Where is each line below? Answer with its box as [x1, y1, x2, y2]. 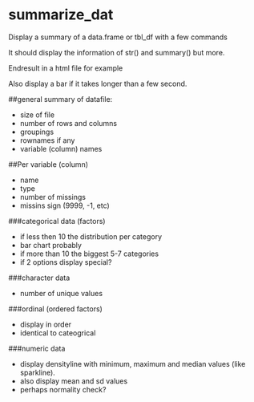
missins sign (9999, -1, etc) [19, 201, 110, 210]
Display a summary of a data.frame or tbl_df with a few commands [8, 32, 228, 42]
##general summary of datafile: [8, 94, 113, 104]
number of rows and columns [19, 118, 118, 128]
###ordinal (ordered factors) [8, 303, 103, 314]
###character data [8, 273, 71, 282]
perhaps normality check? [19, 384, 107, 394]
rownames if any [19, 135, 75, 145]
